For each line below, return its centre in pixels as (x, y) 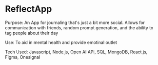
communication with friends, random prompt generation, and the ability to (79, 27)
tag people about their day (32, 33)
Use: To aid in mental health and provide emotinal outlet (61, 42)
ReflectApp (29, 9)
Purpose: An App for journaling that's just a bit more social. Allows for (75, 22)
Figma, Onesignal (23, 57)
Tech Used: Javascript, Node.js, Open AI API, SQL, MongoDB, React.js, (76, 52)
